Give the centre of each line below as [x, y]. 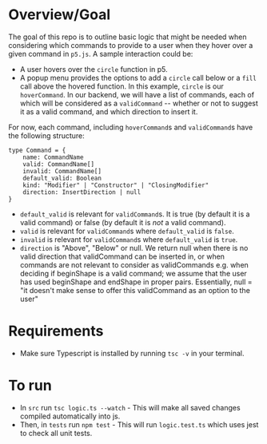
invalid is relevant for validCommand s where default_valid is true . [129, 239]
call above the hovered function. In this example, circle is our [122, 86]
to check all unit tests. [56, 433]
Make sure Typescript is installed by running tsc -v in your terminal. [132, 353]
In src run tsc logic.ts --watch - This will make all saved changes [130, 407]
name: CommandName [53, 157]
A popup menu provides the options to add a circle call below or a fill [138, 77]
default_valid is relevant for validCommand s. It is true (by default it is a [135, 214]
